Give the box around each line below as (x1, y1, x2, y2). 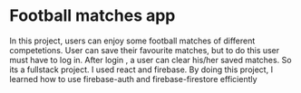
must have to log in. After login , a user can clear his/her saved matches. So (9, 54, 292, 65)
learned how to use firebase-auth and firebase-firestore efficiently (9, 73, 257, 84)
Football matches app (9, 5, 176, 26)
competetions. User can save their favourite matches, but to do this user (9, 44, 280, 55)
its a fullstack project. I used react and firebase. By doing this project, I (9, 64, 274, 75)
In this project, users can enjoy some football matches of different (9, 35, 256, 46)
